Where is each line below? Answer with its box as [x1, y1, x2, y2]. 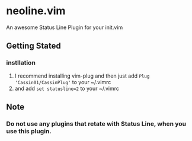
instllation [6, 59, 36, 67]
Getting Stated [6, 41, 61, 51]
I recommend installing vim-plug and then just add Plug [14, 72, 150, 79]
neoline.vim [6, 4, 66, 18]
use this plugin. [6, 127, 52, 135]
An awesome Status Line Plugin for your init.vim [6, 24, 123, 31]
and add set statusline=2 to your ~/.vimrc [14, 85, 120, 92]
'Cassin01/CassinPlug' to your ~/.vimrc [14, 78, 111, 85]
